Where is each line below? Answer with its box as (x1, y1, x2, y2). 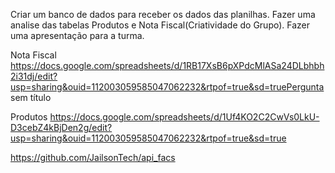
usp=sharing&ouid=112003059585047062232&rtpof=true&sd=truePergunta (10, 81, 325, 93)
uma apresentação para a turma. (10, 30, 145, 41)
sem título (10, 92, 52, 103)
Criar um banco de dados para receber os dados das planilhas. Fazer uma (10, 9, 316, 20)
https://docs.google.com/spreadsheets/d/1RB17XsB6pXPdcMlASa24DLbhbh (10, 60, 325, 71)
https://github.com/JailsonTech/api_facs (10, 152, 176, 163)
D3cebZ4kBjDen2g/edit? (10, 122, 113, 133)
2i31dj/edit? (10, 70, 58, 82)
